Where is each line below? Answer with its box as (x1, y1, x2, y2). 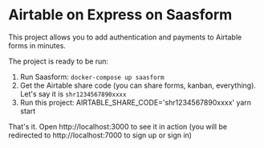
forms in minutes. (8, 40, 67, 50)
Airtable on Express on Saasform (8, 6, 233, 24)
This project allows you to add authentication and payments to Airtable (8, 32, 242, 42)
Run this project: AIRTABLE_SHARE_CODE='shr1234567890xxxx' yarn (19, 97, 251, 107)
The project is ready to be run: (8, 56, 109, 66)
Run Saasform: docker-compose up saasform (19, 72, 164, 81)
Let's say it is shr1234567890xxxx (19, 88, 127, 98)
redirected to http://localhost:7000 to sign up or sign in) (8, 130, 193, 140)
